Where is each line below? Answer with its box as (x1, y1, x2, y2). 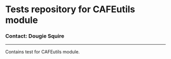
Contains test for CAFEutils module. (5, 49, 80, 55)
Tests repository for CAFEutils (5, 4, 135, 15)
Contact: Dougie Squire (5, 33, 65, 40)
